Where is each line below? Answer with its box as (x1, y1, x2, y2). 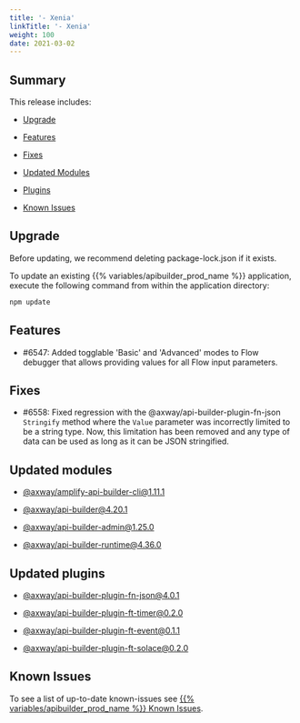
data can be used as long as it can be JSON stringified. (22, 436, 230, 447)
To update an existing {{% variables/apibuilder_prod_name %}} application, (9, 270, 293, 281)
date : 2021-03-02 (9, 38, 75, 48)
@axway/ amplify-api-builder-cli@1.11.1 (22, 487, 165, 497)
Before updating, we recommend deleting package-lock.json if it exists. (9, 252, 277, 264)
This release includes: (9, 96, 92, 107)
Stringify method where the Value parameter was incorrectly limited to (22, 417, 291, 427)
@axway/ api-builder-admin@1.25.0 (22, 522, 155, 533)
